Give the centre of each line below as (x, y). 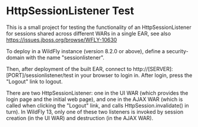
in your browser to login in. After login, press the (133, 75)
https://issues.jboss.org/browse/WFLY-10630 (62, 40)
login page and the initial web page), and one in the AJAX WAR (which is (95, 99)
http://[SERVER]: (153, 69)
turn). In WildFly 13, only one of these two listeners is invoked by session (95, 112)
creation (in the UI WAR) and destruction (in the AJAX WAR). (80, 118)
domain (15, 57)
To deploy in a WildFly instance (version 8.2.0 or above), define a (86, 51)
